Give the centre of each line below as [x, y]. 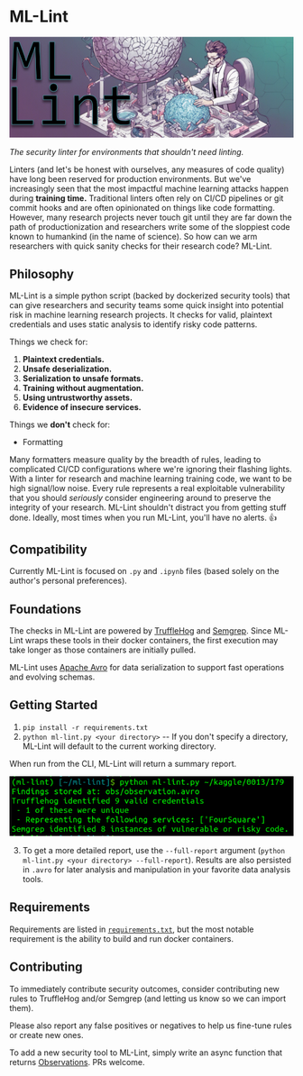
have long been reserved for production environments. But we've [130, 178]
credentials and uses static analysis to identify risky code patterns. [133, 324]
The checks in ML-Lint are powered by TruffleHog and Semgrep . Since [141, 631]
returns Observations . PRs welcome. [78, 1062]
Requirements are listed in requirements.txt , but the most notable [132, 929]
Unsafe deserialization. [67, 369]
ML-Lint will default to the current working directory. [119, 746]
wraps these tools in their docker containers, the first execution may [152, 641]
